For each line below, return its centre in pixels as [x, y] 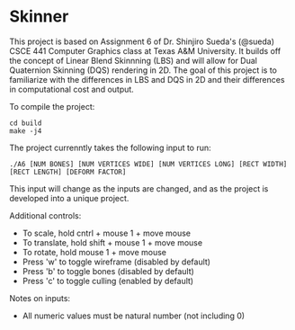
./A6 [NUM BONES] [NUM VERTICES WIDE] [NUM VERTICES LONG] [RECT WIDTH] [148, 164]
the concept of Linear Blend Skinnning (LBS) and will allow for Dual [134, 60]
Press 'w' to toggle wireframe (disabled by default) [116, 262]
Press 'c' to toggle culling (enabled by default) [108, 281]
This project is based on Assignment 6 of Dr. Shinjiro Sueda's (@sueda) [142, 41]
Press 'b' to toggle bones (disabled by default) [108, 271]
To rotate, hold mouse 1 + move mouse [94, 252]
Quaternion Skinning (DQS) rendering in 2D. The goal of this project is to [143, 70]
